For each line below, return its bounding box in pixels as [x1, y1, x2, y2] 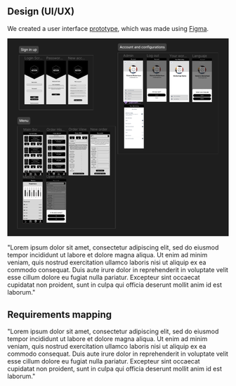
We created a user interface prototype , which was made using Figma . [7, 24, 209, 32]
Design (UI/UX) [7, 6, 75, 18]
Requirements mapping [7, 309, 112, 321]
